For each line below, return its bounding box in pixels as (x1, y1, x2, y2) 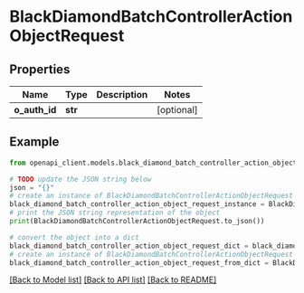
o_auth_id (14, 104, 57, 116)
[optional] (157, 104, 199, 116)
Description (96, 89, 148, 100)
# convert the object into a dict (9, 232, 140, 241)
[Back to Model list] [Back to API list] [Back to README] (9, 274, 217, 286)
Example (9, 134, 60, 150)
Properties (9, 61, 71, 77)
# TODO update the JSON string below (9, 175, 152, 184)
